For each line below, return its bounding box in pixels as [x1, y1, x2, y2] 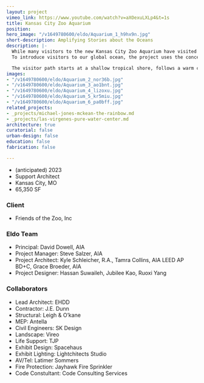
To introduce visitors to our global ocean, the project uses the [12, 54, 183, 60]
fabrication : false [6, 144, 56, 150]
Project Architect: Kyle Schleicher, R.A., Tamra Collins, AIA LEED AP [15, 257, 184, 264]
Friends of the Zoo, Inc [15, 215, 72, 222]
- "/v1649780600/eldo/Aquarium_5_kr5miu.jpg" [6, 94, 123, 100]
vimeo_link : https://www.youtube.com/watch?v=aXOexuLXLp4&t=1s [6, 15, 170, 21]
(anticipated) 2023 [15, 166, 62, 173]
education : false [6, 139, 50, 145]
